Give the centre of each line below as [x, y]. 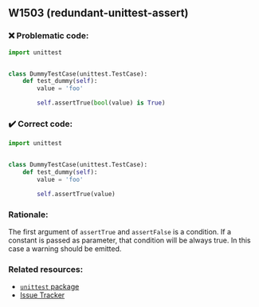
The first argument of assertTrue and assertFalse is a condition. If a [120, 232]
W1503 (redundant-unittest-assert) [98, 13]
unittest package [49, 287]
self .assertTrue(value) [76, 194]
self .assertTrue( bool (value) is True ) [101, 103]
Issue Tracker [42, 295]
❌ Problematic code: [49, 36]
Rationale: [28, 215]
